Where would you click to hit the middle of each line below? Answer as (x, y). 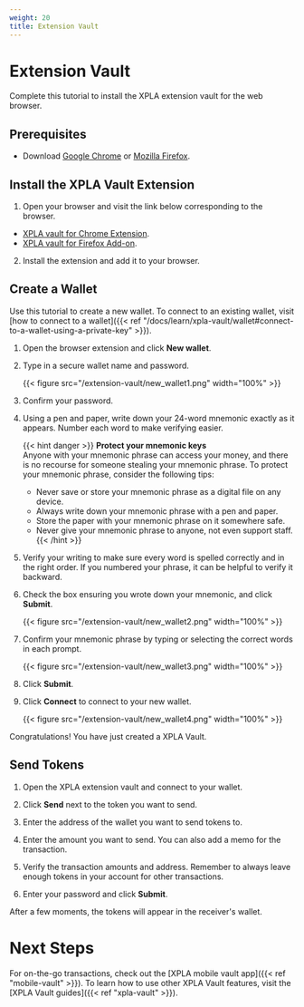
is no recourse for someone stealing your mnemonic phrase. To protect (155, 464)
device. (50, 501)
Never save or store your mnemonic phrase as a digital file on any (158, 491)
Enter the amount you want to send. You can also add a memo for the (152, 839)
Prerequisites (48, 134)
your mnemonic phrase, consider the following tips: (118, 474)
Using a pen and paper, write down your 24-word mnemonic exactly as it (158, 418)
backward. (43, 576)
